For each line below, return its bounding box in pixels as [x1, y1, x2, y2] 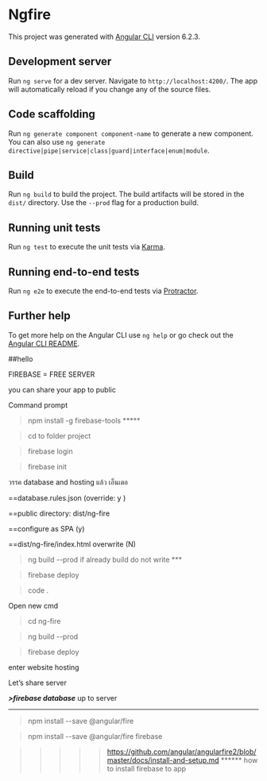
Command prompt [8, 400, 68, 410]
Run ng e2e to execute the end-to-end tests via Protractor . [8, 286, 199, 296]
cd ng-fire [27, 616, 61, 625]
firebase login [27, 447, 73, 456]
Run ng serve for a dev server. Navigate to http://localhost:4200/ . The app [8, 75, 258, 85]
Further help [8, 309, 72, 323]
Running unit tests [8, 221, 101, 234]
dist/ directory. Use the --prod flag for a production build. [8, 198, 199, 207]
